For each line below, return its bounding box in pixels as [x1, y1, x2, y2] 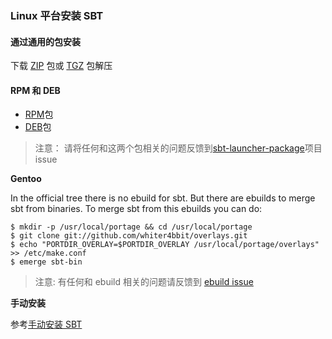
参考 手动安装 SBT [10, 318, 83, 331]
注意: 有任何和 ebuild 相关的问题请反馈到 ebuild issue [34, 276, 254, 288]
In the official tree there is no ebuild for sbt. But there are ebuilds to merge [10, 192, 316, 204]
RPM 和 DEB [10, 84, 61, 96]
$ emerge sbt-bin [10, 257, 83, 267]
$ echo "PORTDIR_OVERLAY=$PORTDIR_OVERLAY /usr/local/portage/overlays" [10, 240, 320, 250]
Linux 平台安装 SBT [10, 8, 104, 22]
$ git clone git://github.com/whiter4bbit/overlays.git [10, 231, 248, 241]
